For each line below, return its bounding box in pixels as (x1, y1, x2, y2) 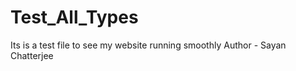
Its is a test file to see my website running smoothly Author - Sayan (10, 39, 287, 51)
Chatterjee (10, 49, 54, 61)
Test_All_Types (10, 6, 139, 29)
